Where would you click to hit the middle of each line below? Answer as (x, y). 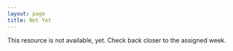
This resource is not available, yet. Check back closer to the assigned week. (117, 40)
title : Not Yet (29, 20)
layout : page (26, 14)
